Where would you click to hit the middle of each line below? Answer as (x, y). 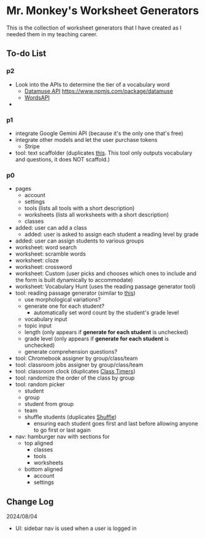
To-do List (26, 54)
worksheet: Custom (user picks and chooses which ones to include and (106, 273)
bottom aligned (44, 469)
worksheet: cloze (37, 260)
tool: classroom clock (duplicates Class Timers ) (75, 372)
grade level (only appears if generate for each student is (97, 339)
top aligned (39, 443)
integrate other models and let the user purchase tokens (86, 139)
